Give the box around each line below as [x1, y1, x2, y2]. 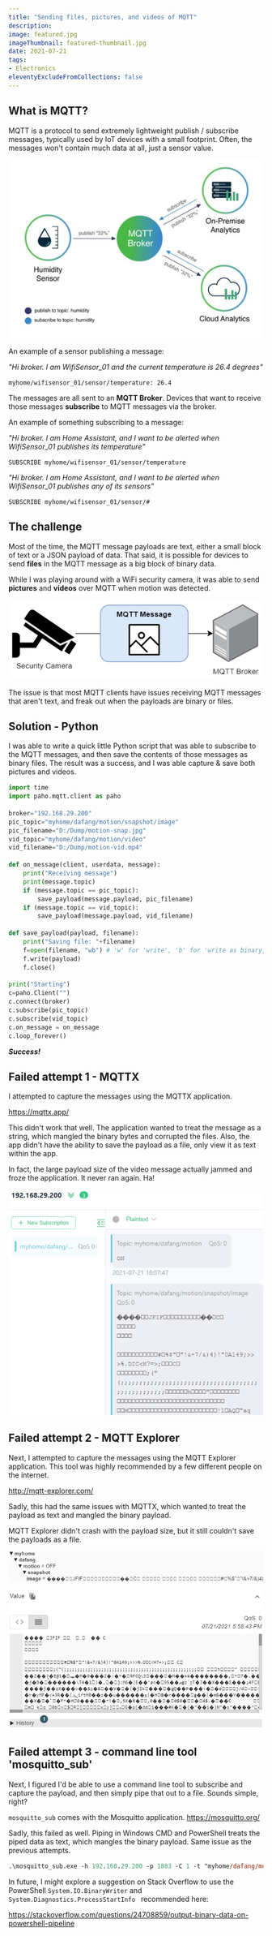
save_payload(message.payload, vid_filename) [37, 912, 194, 920]
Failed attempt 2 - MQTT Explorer [8, 1431, 181, 1445]
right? [8, 1796, 28, 1806]
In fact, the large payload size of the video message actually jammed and [8, 1164, 253, 1174]
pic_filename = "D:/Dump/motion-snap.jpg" [8, 826, 147, 835]
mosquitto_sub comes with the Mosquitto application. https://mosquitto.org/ [8, 1812, 261, 1822]
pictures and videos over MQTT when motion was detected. [8, 583, 211, 592]
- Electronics [8, 65, 57, 73]
